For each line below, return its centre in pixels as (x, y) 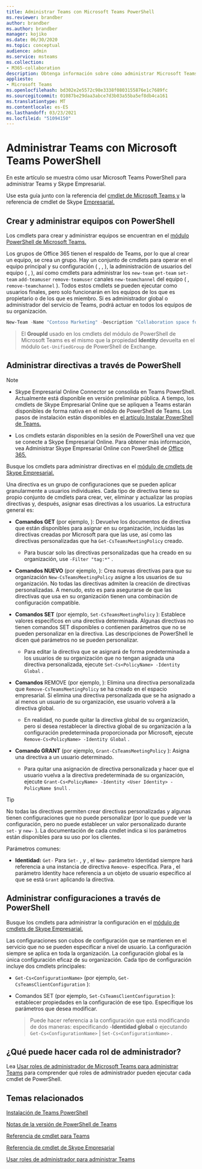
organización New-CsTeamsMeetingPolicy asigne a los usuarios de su (98, 577)
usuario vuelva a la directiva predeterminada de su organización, (104, 775)
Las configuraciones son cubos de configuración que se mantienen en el (96, 940)
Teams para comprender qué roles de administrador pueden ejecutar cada (99, 1073)
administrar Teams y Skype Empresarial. (56, 184)
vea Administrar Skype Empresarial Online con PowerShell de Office (99, 448)
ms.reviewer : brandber (35, 17)
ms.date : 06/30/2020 (32, 40)
